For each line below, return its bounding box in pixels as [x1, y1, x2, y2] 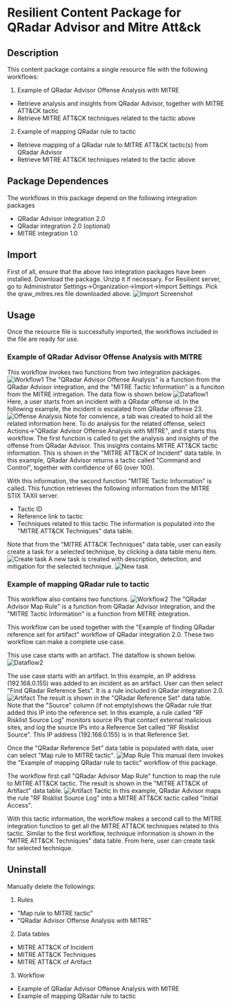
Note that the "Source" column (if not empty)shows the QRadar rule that [7, 701, 212, 710]
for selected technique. [7, 844, 74, 852]
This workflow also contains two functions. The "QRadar [7, 595, 207, 603]
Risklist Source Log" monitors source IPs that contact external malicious [7, 716, 212, 724]
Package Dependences [7, 175, 109, 187]
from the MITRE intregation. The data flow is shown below [7, 390, 172, 398]
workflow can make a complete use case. [7, 638, 125, 646]
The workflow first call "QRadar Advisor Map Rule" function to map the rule [7, 772, 221, 781]
